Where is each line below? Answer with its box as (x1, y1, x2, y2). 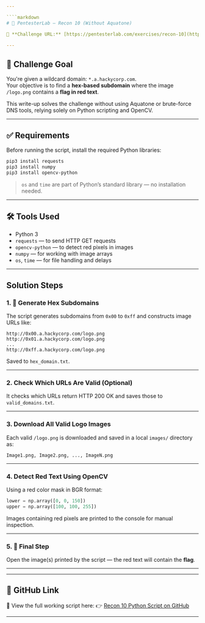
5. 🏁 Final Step (6, 542, 49, 551)
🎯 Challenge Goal (6, 59, 73, 69)
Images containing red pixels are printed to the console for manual (6, 515, 173, 522)
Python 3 (15, 231, 38, 238)
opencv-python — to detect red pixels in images (15, 244, 134, 251)
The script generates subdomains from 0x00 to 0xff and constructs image (6, 313, 192, 320)
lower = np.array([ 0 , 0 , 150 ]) (6, 498, 86, 504)
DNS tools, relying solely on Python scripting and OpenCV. (6, 106, 154, 114)
